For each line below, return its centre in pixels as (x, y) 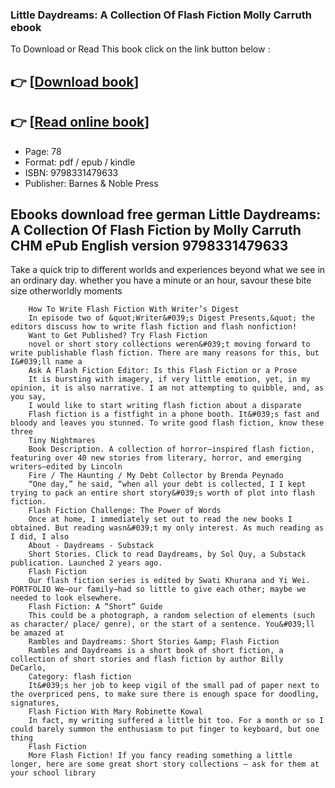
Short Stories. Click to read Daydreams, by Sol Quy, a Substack (167, 554)
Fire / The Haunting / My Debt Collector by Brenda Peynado (156, 476)
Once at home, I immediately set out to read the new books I (160, 519)
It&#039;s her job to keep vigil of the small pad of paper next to (174, 686)
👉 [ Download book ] (75, 81)
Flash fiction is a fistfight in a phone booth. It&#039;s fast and (174, 414)
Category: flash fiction (80, 677)
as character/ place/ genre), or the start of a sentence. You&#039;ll (162, 624)
